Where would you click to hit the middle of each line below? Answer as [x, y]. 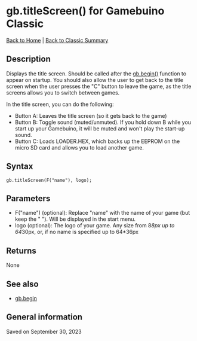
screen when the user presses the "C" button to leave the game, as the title [99, 86]
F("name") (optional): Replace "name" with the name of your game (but [102, 213]
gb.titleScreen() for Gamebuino [85, 11]
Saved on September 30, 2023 [44, 331]
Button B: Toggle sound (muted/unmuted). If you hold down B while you [103, 122]
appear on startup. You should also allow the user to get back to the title [95, 80]
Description [28, 59]
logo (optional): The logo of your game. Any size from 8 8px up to [95, 226]
